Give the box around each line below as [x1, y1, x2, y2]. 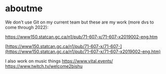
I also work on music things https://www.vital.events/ [5, 58, 113, 64]
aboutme [5, 3, 43, 14]
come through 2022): [5, 24, 48, 30]
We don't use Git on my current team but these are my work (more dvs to [5, 19, 154, 25]
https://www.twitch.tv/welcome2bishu [5, 63, 83, 69]
